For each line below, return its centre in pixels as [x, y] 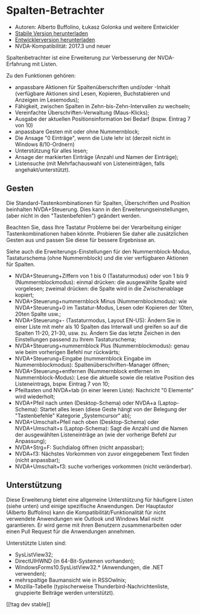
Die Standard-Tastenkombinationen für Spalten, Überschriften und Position [98, 203]
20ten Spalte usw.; [38, 314]
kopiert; [24, 295]
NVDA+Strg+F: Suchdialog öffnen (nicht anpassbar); [79, 447]
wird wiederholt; [35, 396]
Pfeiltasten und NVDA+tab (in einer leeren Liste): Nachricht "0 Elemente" [104, 390]
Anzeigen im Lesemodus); [47, 100]
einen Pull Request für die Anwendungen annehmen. [71, 531]
